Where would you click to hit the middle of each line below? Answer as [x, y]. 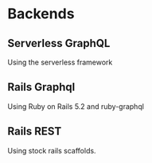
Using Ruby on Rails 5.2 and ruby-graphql [76, 106]
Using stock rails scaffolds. [52, 150]
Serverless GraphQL [59, 43]
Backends [41, 14]
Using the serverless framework [60, 62]
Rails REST [35, 132]
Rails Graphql [41, 87]
